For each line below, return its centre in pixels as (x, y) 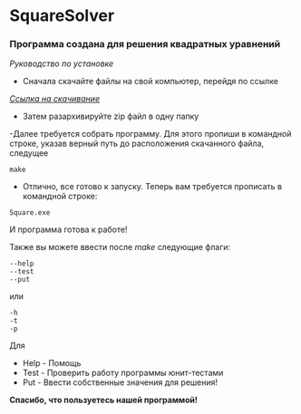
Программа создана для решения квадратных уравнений (145, 44)
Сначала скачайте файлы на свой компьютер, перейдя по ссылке (150, 82)
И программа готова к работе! (68, 230)
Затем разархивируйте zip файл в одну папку (111, 116)
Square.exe (30, 213)
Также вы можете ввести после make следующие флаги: (120, 247)
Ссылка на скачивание (55, 99)
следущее (29, 153)
